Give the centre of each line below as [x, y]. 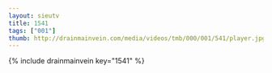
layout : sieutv [34, 16]
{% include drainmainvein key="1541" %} [76, 61]
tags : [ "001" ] [32, 30]
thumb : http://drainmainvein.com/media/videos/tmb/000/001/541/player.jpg [137, 38]
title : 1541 [28, 23]
